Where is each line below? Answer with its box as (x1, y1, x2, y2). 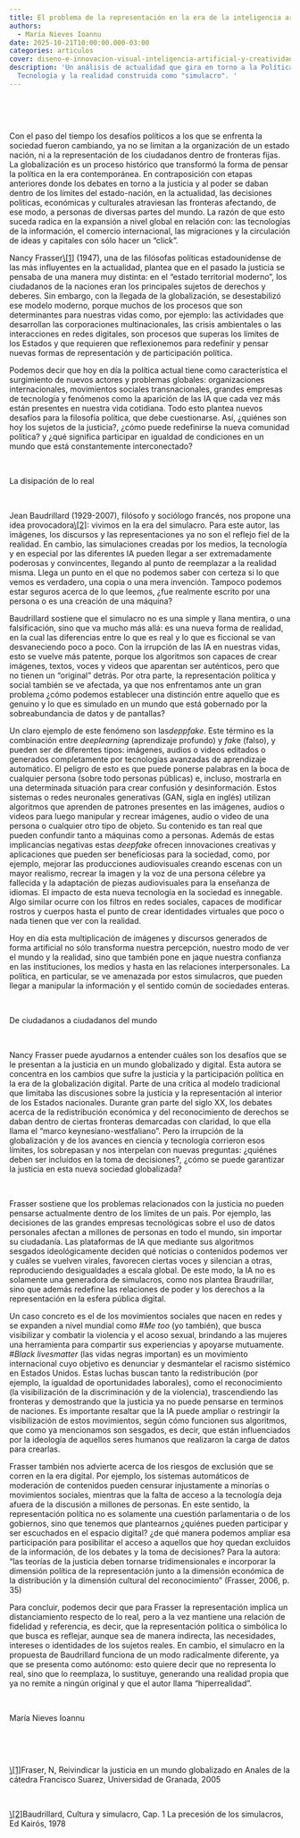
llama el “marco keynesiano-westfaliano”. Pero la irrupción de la (9, 1125, 244, 1136)
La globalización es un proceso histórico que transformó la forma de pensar (9, 158, 288, 170)
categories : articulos (9, 47, 94, 55)
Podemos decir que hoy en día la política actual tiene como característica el (9, 364, 288, 376)
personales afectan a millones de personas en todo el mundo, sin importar (9, 1226, 283, 1237)
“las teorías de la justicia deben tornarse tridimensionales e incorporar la (9, 1555, 277, 1566)
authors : (9, 21, 42, 30)
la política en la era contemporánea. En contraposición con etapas (9, 168, 253, 179)
